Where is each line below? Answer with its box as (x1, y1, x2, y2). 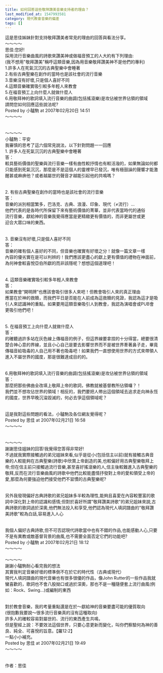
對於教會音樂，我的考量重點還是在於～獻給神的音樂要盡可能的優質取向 (5, 604, 146, 610)
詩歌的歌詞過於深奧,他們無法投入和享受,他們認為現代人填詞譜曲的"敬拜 (9, 505, 150, 511)
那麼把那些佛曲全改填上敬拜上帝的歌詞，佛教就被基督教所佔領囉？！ (5, 382, 141, 388)
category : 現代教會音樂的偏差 (5, 16, 60, 21)
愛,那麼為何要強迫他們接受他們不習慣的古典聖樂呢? (5, 476, 107, 482)
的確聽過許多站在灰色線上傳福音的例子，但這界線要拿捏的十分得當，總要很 (5, 336, 154, 342)
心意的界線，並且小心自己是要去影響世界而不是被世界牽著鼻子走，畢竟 (17, 342, 158, 348)
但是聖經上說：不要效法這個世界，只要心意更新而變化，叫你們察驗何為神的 (5, 622, 154, 628)
